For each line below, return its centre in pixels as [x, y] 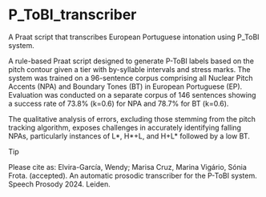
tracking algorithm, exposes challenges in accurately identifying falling [125, 127]
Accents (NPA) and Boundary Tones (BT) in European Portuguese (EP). [125, 86]
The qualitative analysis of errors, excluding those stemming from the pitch [132, 119]
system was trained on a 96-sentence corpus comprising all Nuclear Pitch [131, 78]
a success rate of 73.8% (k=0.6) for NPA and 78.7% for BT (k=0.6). [119, 103]
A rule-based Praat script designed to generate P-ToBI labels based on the [131, 61]
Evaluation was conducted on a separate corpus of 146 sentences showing [132, 94]
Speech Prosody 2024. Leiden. [59, 184]
